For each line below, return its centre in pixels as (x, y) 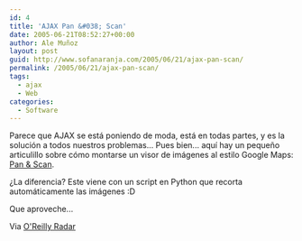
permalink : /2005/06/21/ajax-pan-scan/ (84, 69)
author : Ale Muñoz (44, 43)
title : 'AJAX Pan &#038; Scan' (68, 26)
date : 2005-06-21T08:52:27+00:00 (72, 34)
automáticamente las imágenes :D (73, 191)
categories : (32, 102)
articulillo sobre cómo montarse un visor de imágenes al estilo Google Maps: (151, 155)
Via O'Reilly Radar (43, 227)
